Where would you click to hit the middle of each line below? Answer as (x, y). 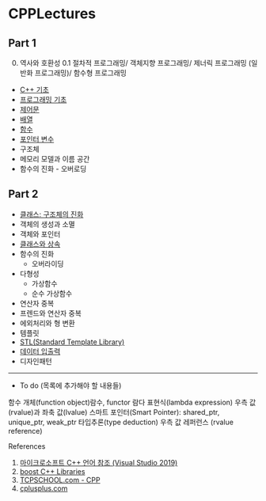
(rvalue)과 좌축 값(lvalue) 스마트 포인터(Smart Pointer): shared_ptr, (114, 412)
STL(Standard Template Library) (72, 342)
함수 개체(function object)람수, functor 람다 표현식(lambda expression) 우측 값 (132, 402)
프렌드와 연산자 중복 (50, 313)
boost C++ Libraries (52, 471)
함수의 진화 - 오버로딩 (53, 169)
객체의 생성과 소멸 (47, 224)
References (27, 446)
